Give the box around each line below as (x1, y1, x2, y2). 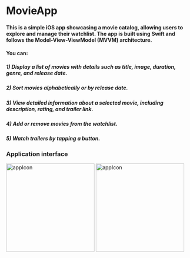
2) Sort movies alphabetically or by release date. (6, 84, 128, 92)
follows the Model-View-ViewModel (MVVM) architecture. (6, 36, 152, 43)
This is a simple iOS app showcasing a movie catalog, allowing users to (6, 24, 184, 31)
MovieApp (6, 4, 58, 18)
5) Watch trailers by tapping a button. (6, 135, 101, 142)
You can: (6, 50, 28, 57)
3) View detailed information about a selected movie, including (6, 99, 164, 106)
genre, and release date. (6, 69, 68, 76)
